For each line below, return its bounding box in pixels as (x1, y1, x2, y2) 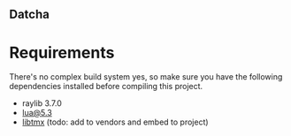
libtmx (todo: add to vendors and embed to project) (21, 117, 210, 127)
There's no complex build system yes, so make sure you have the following (9, 72, 283, 82)
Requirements (9, 42, 115, 63)
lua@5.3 (21, 108, 53, 118)
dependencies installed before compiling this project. (9, 81, 203, 92)
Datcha (9, 7, 50, 22)
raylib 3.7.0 (21, 98, 62, 109)
